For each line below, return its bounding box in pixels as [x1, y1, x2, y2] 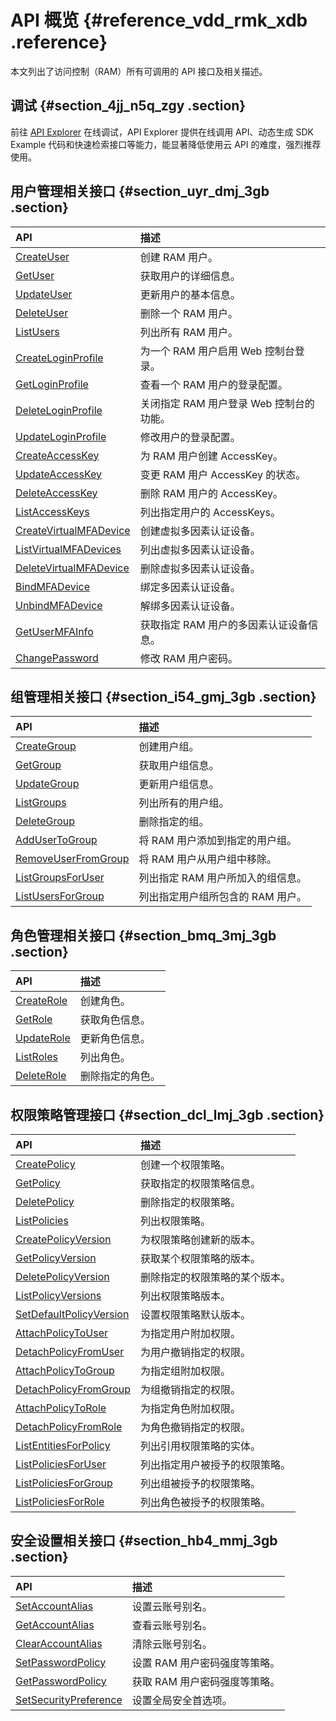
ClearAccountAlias [15, 1636, 103, 1650]
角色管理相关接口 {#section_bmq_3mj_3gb [10, 927, 277, 944]
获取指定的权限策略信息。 [140, 1177, 262, 1190]
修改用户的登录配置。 [139, 430, 241, 444]
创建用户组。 [138, 740, 200, 754]
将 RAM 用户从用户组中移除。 [138, 852, 277, 866]
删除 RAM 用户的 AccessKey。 [139, 486, 283, 500]
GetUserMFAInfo [15, 624, 94, 638]
